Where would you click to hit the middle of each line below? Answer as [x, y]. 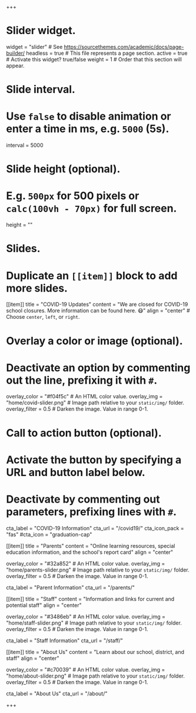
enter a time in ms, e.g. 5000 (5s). [88, 129]
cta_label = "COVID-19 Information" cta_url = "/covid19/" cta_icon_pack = [95, 528]
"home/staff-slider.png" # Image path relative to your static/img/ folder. [94, 623]
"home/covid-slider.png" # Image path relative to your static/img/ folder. [95, 403]
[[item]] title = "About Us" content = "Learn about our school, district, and [95, 652]
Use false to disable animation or [89, 116]
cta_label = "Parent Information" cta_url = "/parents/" [71, 587]
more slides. [37, 288]
